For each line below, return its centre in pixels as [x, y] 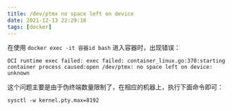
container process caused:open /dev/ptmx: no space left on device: [110, 67]
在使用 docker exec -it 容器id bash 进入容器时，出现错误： [94, 48]
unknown [19, 73]
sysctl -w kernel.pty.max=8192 [53, 100]
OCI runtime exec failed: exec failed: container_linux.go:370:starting [116, 61]
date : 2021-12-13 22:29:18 [47, 20]
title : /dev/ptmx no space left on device [71, 14]
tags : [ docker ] [30, 27]
